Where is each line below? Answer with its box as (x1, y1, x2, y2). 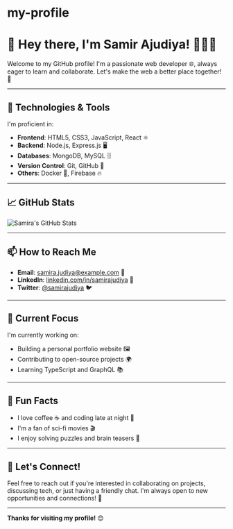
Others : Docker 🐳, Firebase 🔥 (17, 169, 102, 177)
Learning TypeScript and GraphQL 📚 (17, 366, 123, 374)
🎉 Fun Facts (7, 394, 59, 407)
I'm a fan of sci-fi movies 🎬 (17, 424, 96, 433)
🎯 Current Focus (7, 312, 79, 324)
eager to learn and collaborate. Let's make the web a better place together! (7, 67, 222, 76)
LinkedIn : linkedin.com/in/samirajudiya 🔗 (17, 276, 134, 284)
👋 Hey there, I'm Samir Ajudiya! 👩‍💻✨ (7, 37, 217, 53)
